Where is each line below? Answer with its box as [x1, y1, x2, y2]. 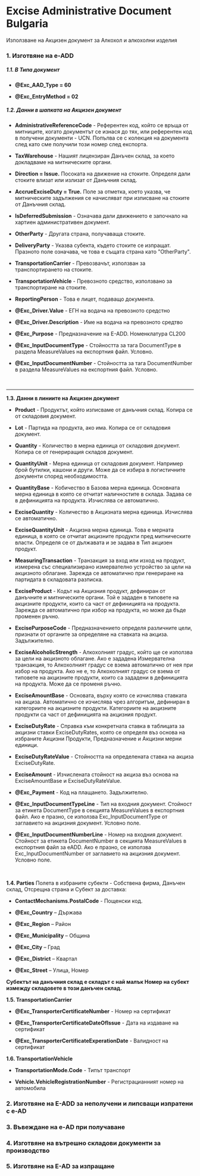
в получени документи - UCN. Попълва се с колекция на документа [14, 134, 189, 141]
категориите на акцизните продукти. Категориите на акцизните [14, 704, 177, 711]
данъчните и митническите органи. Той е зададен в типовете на [14, 594, 179, 601]
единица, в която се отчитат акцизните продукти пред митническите [14, 532, 191, 539]
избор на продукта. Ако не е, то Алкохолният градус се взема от [14, 667, 180, 675]
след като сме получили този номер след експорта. [14, 140, 148, 147]
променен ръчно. [14, 613, 60, 620]
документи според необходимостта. [14, 473, 109, 480]
